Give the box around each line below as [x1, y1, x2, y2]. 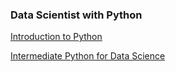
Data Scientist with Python [10, 8, 143, 22]
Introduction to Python [10, 31, 103, 43]
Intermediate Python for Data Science [10, 50, 166, 62]
